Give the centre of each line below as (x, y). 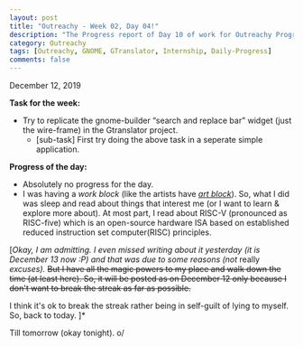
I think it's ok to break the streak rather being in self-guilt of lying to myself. (149, 305)
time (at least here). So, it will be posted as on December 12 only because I (148, 278)
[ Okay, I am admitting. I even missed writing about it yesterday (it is (135, 250)
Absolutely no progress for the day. (88, 184)
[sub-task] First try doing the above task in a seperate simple (149, 140)
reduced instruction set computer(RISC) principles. (117, 232)
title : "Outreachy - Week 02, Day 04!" (84, 26)
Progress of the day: (48, 167)
